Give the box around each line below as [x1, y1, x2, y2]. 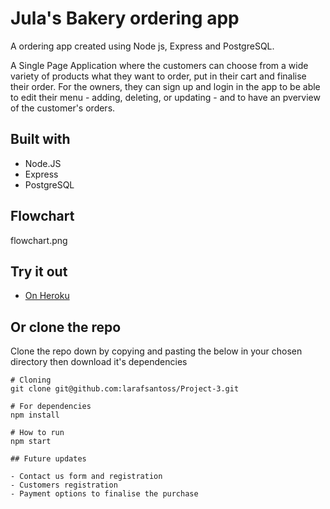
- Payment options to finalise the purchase [10, 489, 199, 499]
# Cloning [10, 375, 52, 386]
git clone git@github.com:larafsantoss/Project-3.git [10, 384, 240, 394]
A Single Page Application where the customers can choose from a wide [10, 59, 309, 71]
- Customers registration [10, 480, 118, 491]
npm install [10, 410, 60, 421]
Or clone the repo [10, 318, 122, 336]
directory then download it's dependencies [10, 356, 188, 368]
